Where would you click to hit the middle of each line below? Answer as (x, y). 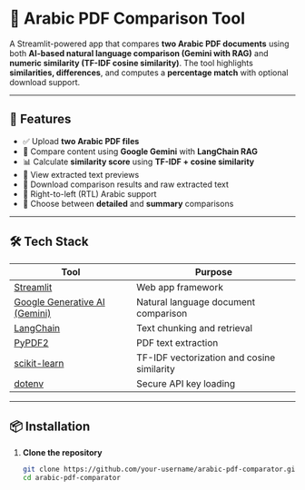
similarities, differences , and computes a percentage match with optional (149, 73)
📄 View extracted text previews (81, 174)
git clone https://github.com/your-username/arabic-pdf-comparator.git (161, 470)
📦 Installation (50, 426)
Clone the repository (62, 453)
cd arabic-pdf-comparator (71, 478)
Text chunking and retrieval (194, 328)
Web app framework (180, 287)
